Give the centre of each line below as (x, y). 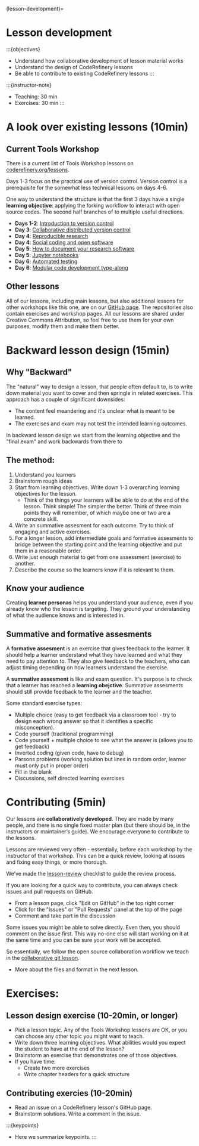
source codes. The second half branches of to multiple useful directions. (95, 212)
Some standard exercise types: (44, 703)
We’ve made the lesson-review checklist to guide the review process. (91, 874)
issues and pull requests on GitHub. (50, 892)
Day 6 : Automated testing (46, 261)
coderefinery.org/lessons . (38, 169)
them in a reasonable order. (48, 551)
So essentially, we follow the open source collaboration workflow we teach (97, 952)
